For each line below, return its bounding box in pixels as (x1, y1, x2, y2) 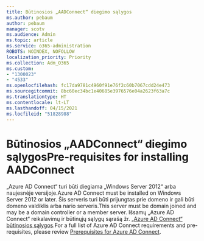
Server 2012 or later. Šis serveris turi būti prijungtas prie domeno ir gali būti (6, 196, 195, 203)
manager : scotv (6, 26, 45, 32)
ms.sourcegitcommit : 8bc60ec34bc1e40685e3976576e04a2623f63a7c (6, 88, 171, 94)
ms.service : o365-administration (6, 43, 91, 49)
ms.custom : (6, 65, 34, 72)
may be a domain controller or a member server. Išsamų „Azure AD (6, 209, 175, 216)
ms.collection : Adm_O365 (6, 60, 69, 66)
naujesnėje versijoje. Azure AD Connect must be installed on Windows (6, 189, 181, 197)
